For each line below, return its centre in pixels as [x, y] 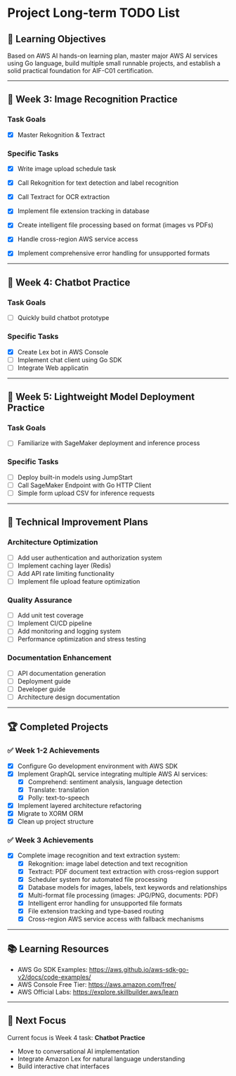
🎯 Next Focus [37, 1021]
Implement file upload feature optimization [79, 581]
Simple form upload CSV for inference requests [86, 493]
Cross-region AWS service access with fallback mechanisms [116, 918]
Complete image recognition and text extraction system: [99, 855]
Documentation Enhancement [59, 658]
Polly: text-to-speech [59, 798]
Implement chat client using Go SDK [70, 359]
